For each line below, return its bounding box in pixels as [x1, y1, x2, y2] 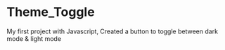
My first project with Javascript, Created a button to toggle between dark [6, 27, 219, 35]
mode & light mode [6, 34, 61, 42]
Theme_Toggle [6, 4, 96, 20]
